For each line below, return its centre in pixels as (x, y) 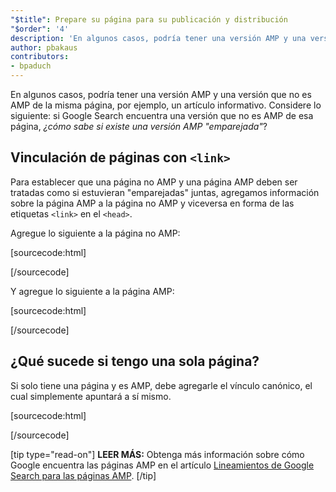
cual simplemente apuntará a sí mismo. (91, 396)
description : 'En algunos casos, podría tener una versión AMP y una (158, 38)
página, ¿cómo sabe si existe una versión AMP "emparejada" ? (139, 126)
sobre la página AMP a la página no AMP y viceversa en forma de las (152, 203)
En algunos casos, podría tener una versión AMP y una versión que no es (161, 94)
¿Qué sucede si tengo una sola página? (135, 361)
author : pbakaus (44, 47)
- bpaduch (31, 66)
